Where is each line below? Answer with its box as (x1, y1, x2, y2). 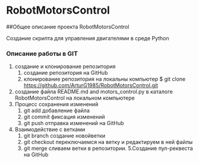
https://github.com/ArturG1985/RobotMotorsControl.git (23, 82, 159, 89)
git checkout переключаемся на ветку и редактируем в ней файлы (23, 139, 193, 146)
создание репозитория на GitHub (23, 69, 108, 76)
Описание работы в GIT (6, 49, 78, 57)
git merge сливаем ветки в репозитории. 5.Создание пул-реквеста (23, 145, 193, 152)
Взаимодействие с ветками (14, 126, 86, 133)
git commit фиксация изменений (23, 113, 105, 120)
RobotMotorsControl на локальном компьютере (14, 94, 135, 101)
